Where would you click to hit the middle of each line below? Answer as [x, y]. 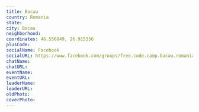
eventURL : [18, 78]
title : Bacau [22, 12]
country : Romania [28, 17]
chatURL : [17, 67]
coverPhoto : [21, 100]
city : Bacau [21, 28]
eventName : [20, 72]
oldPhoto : [18, 94]
